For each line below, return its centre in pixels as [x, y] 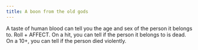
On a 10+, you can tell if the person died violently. [66, 41]
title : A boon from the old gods [47, 11]
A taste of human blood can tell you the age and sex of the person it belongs [99, 28]
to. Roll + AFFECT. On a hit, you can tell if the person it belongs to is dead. [96, 34]
